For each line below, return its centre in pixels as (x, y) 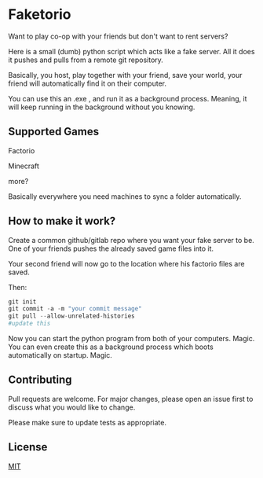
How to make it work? (62, 221)
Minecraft (24, 166)
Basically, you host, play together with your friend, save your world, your (125, 75)
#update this (29, 324)
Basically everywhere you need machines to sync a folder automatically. (125, 196)
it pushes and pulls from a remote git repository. (86, 60)
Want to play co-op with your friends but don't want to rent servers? (118, 36)
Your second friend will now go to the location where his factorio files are (126, 263)
